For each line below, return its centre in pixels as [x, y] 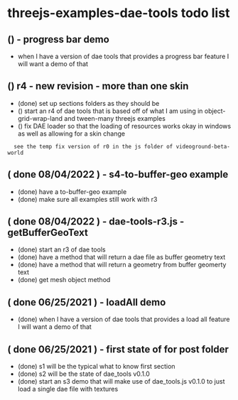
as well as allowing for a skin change [71, 134]
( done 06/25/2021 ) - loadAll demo [87, 302]
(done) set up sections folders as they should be [88, 103]
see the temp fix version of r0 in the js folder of [93, 146]
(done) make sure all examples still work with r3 [87, 199]
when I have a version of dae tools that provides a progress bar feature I [123, 56]
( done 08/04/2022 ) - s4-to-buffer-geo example [118, 174]
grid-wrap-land [40, 118]
